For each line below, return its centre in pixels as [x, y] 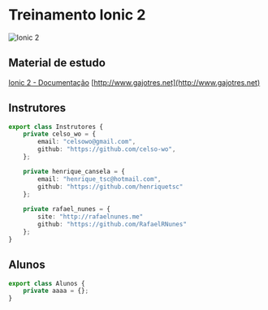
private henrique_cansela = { [74, 171]
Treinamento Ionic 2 [77, 15]
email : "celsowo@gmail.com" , [87, 142]
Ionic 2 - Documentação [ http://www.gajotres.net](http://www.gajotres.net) [134, 82]
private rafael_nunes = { [67, 209]
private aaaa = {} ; [56, 291]
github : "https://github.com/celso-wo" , [107, 149]
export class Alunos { [47, 283]
